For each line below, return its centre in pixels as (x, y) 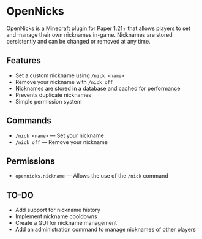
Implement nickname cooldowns (56, 216)
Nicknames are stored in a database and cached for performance (98, 88)
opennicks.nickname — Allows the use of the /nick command (92, 176)
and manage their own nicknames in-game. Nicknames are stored (89, 34)
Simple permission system (48, 101)
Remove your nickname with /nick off (64, 82)
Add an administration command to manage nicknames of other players (105, 230)
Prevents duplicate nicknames (53, 95)
